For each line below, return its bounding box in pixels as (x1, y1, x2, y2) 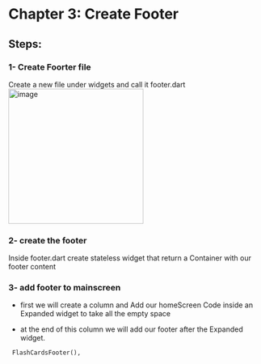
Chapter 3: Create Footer (8, 5, 179, 23)
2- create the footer (8, 235, 87, 246)
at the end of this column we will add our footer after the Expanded (19, 324, 244, 334)
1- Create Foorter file (8, 61, 91, 73)
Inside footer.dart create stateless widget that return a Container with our (8, 253, 252, 263)
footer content (8, 262, 57, 272)
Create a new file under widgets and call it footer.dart (8, 79, 186, 89)
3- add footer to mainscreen (8, 282, 121, 294)
